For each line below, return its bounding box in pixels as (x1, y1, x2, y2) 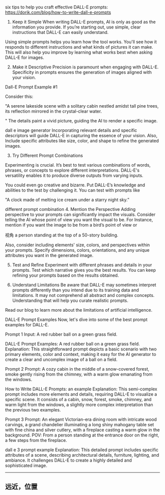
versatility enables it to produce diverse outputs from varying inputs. (5, 173, 143, 178)
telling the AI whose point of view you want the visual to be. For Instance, (5, 217, 153, 223)
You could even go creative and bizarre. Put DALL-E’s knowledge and (5, 182, 145, 188)
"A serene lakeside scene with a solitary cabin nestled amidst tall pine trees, (5, 103, 159, 109)
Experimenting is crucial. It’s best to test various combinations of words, (5, 162, 151, 168)
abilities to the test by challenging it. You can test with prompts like (5, 187, 140, 193)
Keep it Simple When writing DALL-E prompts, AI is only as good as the (12, 19, 156, 25)
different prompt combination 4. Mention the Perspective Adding (5, 206, 136, 212)
